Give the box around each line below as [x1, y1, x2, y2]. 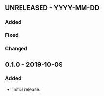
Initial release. [12, 86, 41, 92]
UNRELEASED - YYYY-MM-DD [5, 4, 100, 12]
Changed [5, 45, 28, 52]
